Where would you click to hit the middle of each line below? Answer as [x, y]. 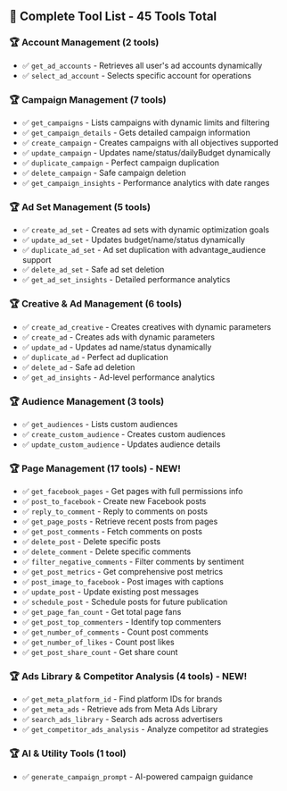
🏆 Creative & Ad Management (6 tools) [96, 304]
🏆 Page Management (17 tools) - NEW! [95, 468]
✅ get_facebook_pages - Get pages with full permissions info [132, 492]
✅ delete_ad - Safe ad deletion [78, 366]
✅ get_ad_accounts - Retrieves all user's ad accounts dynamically [142, 65]
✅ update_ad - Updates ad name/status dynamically [117, 347]
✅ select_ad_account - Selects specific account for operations [137, 75]
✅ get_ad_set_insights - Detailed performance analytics [126, 280]
